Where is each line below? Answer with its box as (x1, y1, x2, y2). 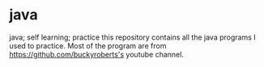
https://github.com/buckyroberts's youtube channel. (9, 49, 185, 59)
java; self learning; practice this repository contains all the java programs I (9, 32, 256, 42)
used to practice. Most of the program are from (9, 40, 167, 50)
